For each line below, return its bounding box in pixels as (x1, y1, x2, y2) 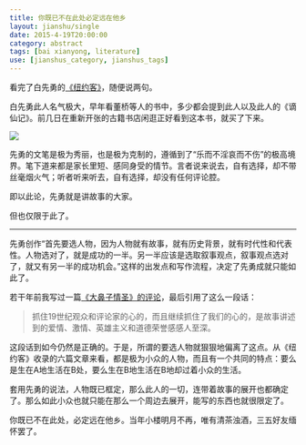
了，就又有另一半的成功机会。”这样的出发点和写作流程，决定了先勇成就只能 (9, 261, 289, 271)
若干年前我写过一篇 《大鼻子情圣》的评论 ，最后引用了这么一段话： (9, 292, 257, 302)
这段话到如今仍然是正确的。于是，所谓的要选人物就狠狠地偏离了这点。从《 (9, 342, 289, 352)
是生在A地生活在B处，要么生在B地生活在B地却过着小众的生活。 (9, 365, 247, 375)
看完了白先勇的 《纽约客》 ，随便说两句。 (9, 82, 158, 92)
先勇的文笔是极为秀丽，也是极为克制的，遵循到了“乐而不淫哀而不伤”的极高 (9, 149, 289, 159)
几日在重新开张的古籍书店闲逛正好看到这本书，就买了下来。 (45, 113, 269, 123)
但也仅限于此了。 (9, 210, 74, 221)
